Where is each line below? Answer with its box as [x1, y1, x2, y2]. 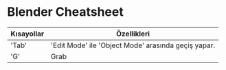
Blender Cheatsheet [7, 4, 124, 20]
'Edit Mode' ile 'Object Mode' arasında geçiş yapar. [50, 40, 216, 50]
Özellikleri [116, 29, 150, 38]
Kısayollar [10, 29, 45, 38]
